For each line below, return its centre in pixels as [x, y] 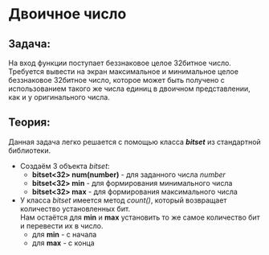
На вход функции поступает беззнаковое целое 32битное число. [120, 63]
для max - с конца [63, 243]
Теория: [29, 123]
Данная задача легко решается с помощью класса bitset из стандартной [134, 142]
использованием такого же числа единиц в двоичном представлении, [129, 88]
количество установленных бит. [75, 208]
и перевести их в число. [61, 225]
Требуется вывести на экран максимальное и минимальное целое [124, 72]
